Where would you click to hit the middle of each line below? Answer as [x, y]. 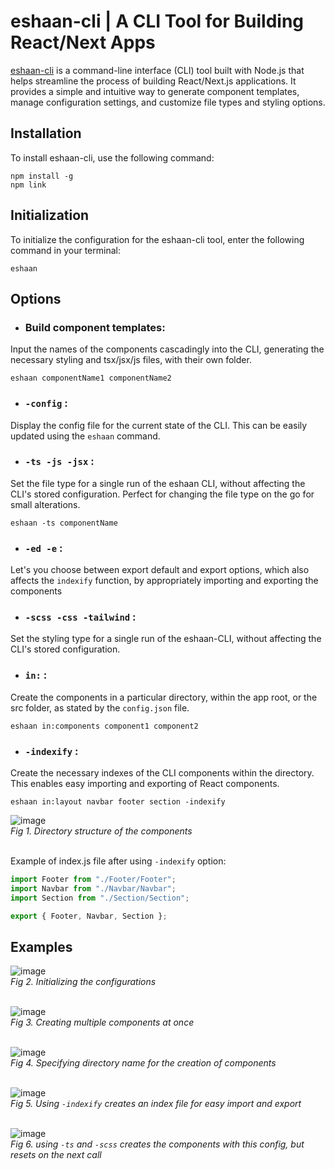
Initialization [50, 215]
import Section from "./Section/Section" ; [100, 898]
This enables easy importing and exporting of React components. [145, 784]
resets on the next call [56, 1155]
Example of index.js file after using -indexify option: [118, 861]
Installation [46, 133]
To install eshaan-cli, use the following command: [112, 157]
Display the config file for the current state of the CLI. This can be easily [159, 425]
